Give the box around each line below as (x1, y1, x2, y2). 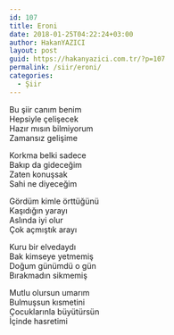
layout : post (9, 46, 58, 55)
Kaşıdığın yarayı (9, 205, 69, 215)
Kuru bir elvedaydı (9, 241, 77, 252)
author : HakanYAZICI (9, 38, 87, 47)
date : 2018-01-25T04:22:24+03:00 (9, 29, 134, 38)
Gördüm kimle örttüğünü (9, 196, 100, 206)
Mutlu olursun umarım (9, 287, 90, 297)
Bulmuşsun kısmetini (9, 297, 86, 307)
